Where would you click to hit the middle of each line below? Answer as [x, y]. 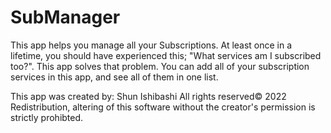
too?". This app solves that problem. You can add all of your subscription [160, 66]
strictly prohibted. [47, 117]
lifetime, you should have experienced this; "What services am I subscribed [166, 55]
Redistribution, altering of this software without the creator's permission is [163, 107]
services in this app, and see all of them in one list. [114, 77]
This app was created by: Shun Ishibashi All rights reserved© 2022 [148, 96]
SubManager [65, 17]
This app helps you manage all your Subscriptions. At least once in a [151, 45]
